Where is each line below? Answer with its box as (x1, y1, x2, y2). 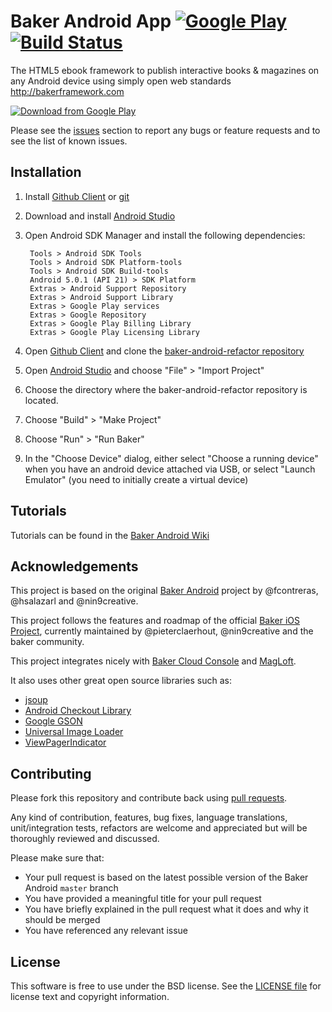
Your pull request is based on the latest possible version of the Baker (24, 871, 309, 884)
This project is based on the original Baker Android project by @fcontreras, (10, 585, 319, 597)
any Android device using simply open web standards (10, 75, 232, 87)
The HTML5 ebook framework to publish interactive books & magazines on (10, 64, 320, 76)
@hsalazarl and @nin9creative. (10, 595, 139, 607)
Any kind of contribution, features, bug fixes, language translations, (10, 811, 288, 824)
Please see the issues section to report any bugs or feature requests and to (10, 124, 321, 136)
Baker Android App (10, 10, 172, 33)
